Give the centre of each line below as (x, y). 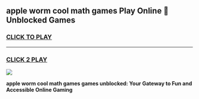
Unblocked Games (41, 20)
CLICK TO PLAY (29, 37)
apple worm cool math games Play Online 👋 (87, 11)
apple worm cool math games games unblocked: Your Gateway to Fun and (99, 83)
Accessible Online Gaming (39, 90)
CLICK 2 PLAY (27, 59)
